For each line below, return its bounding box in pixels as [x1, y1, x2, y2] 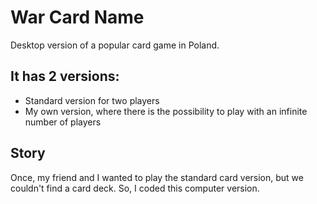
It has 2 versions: [10, 68, 120, 85]
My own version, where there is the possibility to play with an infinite [24, 105, 308, 117]
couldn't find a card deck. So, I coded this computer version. [10, 182, 260, 194]
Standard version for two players [24, 94, 160, 106]
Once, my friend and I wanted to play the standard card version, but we [10, 171, 304, 183]
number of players [24, 116, 102, 128]
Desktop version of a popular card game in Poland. [10, 39, 220, 51]
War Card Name [10, 6, 145, 29]
